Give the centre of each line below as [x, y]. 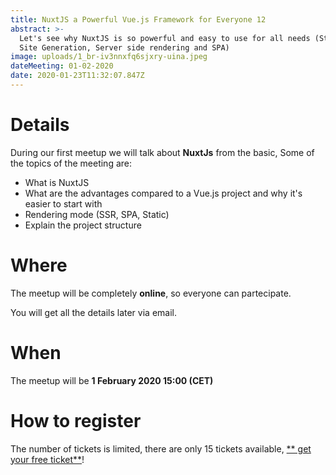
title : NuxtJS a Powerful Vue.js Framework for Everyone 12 [138, 19]
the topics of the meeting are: [71, 163]
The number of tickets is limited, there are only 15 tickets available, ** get [161, 448]
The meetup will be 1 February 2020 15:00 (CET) [112, 380]
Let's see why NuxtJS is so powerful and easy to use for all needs [165, 38]
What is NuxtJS [57, 182]
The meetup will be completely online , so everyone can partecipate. [151, 293]
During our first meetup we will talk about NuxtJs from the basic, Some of [162, 152]
